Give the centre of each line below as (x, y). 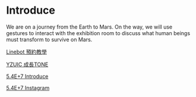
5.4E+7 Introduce (27, 76)
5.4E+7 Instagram (28, 87)
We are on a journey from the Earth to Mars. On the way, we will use (89, 27)
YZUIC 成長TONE (27, 64)
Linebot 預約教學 (27, 52)
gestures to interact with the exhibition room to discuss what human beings (98, 33)
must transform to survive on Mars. (49, 39)
